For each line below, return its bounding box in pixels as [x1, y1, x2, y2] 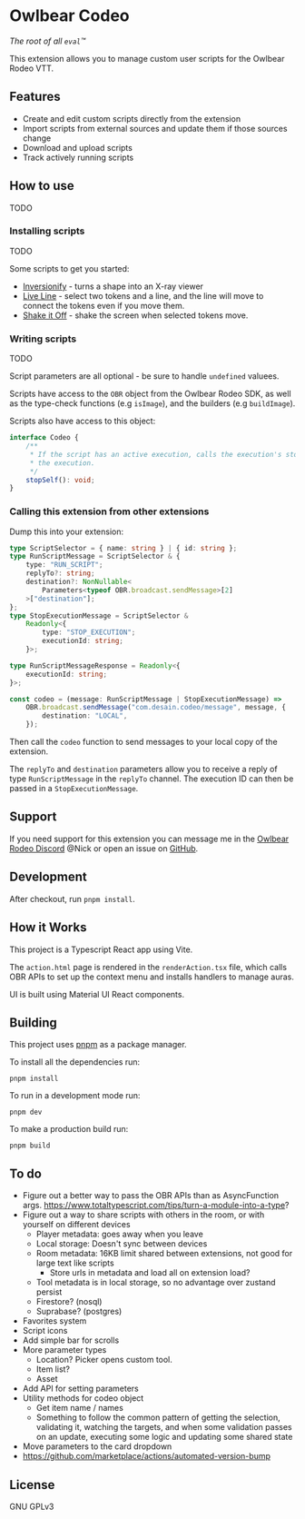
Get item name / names [35, 1403, 124, 1414]
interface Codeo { [9, 433, 79, 442]
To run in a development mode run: [9, 1090, 141, 1101]
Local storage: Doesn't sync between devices [35, 1238, 208, 1249]
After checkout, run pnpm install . [9, 893, 135, 904]
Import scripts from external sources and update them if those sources [22, 123, 288, 134]
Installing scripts [9, 224, 85, 237]
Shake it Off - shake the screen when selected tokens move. [22, 310, 249, 321]
